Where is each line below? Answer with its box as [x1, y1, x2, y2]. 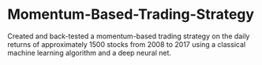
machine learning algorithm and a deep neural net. [7, 48, 171, 57]
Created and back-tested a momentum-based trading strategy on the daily [7, 31, 250, 41]
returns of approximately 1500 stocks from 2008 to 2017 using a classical [7, 39, 246, 49]
